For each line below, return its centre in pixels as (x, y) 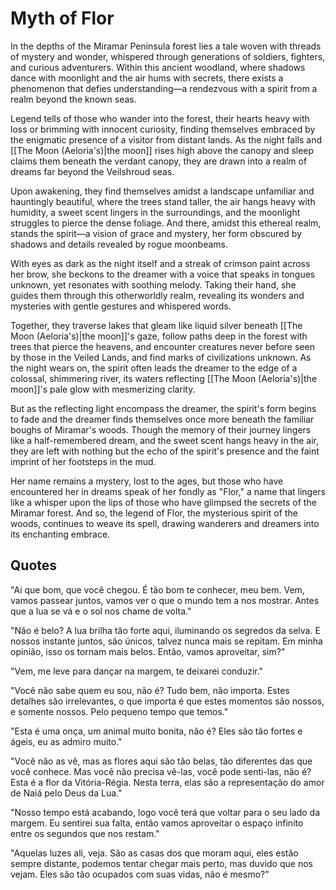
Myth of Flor (62, 18)
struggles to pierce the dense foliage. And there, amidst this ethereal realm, (166, 223)
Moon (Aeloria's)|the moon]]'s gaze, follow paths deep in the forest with (159, 336)
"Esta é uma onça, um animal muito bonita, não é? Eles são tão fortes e (156, 731)
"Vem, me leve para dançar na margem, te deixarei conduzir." (137, 671)
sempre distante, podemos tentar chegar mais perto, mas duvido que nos (161, 863)
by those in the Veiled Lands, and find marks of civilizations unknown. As (161, 357)
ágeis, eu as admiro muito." (66, 741)
